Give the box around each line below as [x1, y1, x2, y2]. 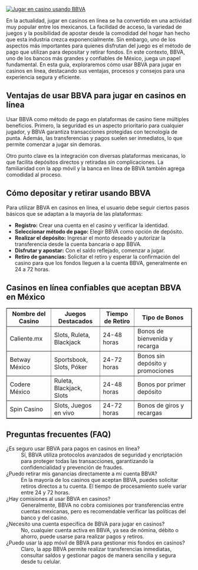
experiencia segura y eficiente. [6, 74, 81, 80]
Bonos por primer [137, 380, 186, 388]
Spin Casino [9, 405, 43, 413]
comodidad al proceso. [6, 171, 62, 178]
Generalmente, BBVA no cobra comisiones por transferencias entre [21, 501, 184, 509]
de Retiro [104, 317, 130, 325]
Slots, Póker [54, 363, 87, 371]
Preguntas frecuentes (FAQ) [6, 429, 111, 439]
